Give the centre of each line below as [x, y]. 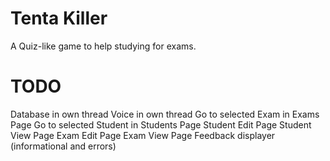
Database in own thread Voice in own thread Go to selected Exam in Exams [165, 114]
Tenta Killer [59, 18]
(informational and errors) [63, 146]
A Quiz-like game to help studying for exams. [103, 46]
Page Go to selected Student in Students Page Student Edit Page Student [161, 124]
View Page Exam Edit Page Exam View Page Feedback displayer [143, 135]
